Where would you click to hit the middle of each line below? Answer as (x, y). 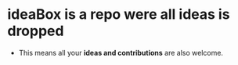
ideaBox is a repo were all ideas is (119, 14)
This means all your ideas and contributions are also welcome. (121, 52)
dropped (36, 31)
